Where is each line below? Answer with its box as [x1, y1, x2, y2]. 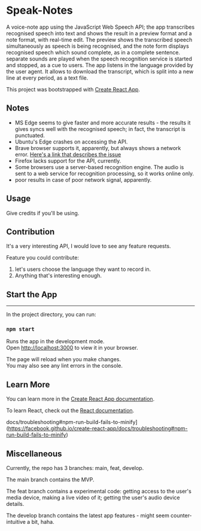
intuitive [6, 518, 26, 526]
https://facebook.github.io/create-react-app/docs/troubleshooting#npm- [8, 425, 188, 432]
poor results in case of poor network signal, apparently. [14, 176, 152, 183]
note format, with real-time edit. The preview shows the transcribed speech [6, 36, 193, 43]
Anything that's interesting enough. [14, 272, 102, 279]
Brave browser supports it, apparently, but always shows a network [14, 144, 181, 151]
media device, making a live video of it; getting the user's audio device [6, 494, 181, 501]
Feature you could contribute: [6, 254, 80, 261]
